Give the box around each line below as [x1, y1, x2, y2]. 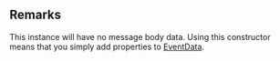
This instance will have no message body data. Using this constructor [9, 31, 271, 42]
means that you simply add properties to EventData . [9, 41, 205, 52]
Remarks [9, 7, 62, 23]
